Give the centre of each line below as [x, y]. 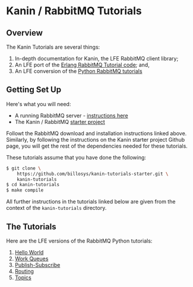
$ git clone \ [24, 168]
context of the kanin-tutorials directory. [56, 208]
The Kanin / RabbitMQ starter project [60, 122]
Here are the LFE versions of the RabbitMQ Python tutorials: [79, 241]
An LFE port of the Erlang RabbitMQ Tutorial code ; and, [82, 65]
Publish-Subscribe [37, 265]
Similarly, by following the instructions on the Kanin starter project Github [96, 139]
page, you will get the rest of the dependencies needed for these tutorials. [97, 146]
